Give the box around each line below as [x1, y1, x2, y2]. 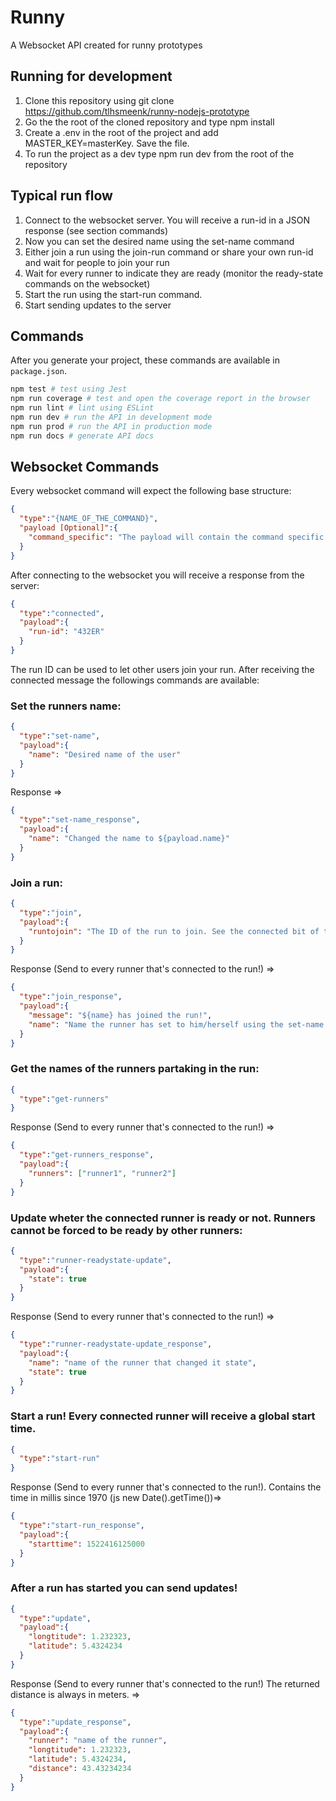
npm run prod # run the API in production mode [10, 421, 213, 431]
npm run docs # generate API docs [10, 431, 155, 441]
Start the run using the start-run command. [24, 288, 203, 300]
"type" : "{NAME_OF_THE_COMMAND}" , [19, 514, 159, 524]
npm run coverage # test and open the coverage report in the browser [10, 394, 311, 404]
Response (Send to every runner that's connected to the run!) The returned [10, 1677, 320, 1690]
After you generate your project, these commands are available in [10, 354, 280, 366]
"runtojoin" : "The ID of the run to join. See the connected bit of [28, 926, 320, 936]
